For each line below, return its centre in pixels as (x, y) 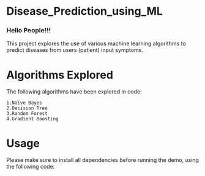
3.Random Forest (27, 114)
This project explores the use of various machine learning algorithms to (96, 43)
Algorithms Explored (60, 75)
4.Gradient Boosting (33, 119)
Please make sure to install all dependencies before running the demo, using (103, 160)
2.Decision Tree (27, 108)
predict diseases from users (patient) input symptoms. (75, 50)
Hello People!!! (29, 31)
